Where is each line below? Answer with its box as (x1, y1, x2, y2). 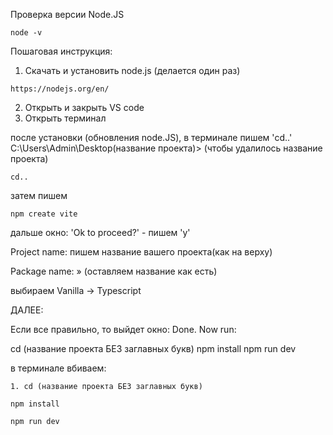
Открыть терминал (24, 112, 107, 124)
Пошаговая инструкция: (10, 45, 113, 57)
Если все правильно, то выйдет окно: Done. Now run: (10, 324, 237, 335)
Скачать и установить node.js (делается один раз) (24, 65, 241, 76)
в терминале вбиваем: (10, 362, 107, 374)
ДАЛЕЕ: (10, 304, 44, 316)
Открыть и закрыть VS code (24, 102, 145, 113)
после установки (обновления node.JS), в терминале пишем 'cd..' (10, 132, 293, 143)
